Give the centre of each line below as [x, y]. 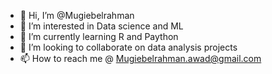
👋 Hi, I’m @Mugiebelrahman [77, 15]
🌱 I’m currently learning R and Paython [99, 36]
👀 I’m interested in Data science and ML [101, 26]
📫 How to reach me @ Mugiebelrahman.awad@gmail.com [140, 58]
